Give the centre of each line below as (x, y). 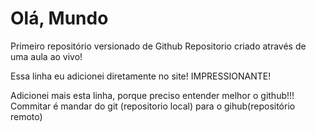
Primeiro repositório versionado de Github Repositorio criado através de (158, 46)
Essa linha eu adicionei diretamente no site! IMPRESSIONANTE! (141, 76)
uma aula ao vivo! (46, 56)
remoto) (26, 116)
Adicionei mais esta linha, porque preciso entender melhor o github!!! (152, 95)
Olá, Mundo (59, 18)
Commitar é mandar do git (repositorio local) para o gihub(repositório (153, 106)
